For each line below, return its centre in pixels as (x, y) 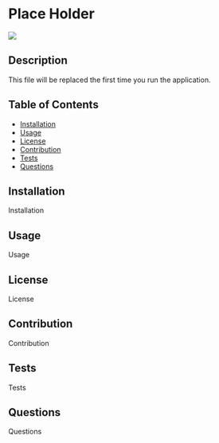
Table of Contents (54, 105)
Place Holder (52, 14)
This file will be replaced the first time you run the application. (109, 80)
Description (38, 61)
